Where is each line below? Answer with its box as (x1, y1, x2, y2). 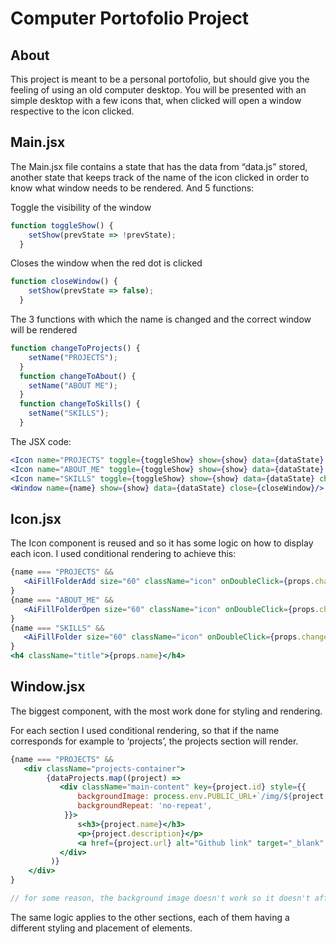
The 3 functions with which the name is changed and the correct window (10, 313, 312, 326)
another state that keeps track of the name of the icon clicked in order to (10, 171, 310, 183)
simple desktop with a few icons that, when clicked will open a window (10, 95, 302, 106)
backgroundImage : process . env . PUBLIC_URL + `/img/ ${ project (77, 792, 325, 802)
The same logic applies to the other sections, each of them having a (10, 911, 290, 923)
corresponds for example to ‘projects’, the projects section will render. (10, 735, 299, 747)
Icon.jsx (10, 510, 62, 527)
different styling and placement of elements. (10, 922, 193, 934)
